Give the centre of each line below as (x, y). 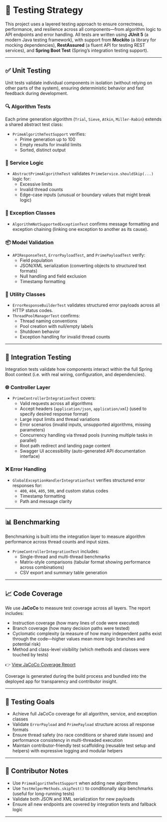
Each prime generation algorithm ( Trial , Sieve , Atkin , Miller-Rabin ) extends (83, 119)
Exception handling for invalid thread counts (65, 337)
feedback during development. (37, 93)
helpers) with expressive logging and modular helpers (67, 751)
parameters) (33, 430)
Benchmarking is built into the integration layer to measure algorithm (75, 536)
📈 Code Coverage (34, 593)
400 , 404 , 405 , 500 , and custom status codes (64, 491)
